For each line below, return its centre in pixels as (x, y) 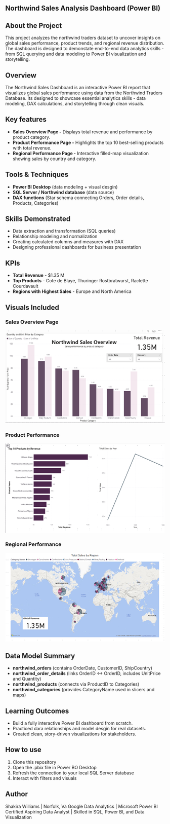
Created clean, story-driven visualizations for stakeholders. (74, 734)
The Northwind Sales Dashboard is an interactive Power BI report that (78, 88)
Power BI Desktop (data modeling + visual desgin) (65, 186)
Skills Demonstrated (38, 219)
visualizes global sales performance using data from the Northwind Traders (84, 93)
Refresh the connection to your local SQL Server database (73, 773)
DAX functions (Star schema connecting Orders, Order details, (78, 198)
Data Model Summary (40, 656)
